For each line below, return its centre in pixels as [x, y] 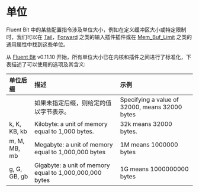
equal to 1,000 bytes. [64, 131]
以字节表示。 [52, 112]
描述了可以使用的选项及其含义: [48, 64]
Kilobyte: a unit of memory [71, 123]
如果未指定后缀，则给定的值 [73, 103]
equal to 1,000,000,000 [68, 173]
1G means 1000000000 [154, 169]
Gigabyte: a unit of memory [73, 165]
